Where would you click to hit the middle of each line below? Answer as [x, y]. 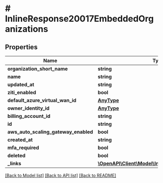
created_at [20, 140]
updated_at [21, 84]
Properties [21, 47]
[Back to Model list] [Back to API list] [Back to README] [61, 175]
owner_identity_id [29, 108]
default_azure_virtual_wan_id [42, 100]
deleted [16, 156]
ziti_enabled [22, 92]
